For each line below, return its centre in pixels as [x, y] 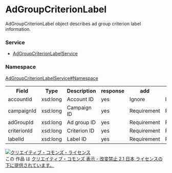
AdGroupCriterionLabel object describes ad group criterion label [73, 24]
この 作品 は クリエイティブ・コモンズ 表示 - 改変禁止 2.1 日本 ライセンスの [84, 159]
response [112, 91]
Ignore [137, 99]
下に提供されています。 [30, 165]
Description [81, 91]
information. [18, 29]
